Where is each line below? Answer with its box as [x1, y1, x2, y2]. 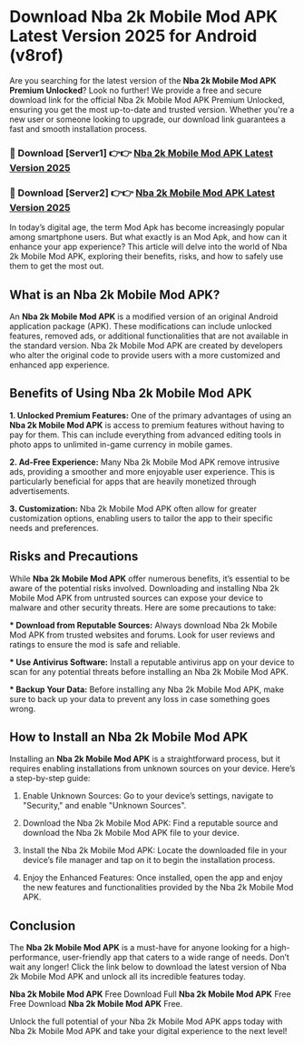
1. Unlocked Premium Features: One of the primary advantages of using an [9, 409, 292, 420]
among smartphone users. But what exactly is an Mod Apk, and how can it [9, 232, 288, 243]
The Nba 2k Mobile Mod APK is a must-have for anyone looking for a [9, 942, 269, 953]
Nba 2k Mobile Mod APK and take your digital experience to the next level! [9, 1026, 288, 1037]
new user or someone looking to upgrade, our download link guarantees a [9, 114, 286, 125]
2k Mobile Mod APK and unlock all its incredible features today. [9, 971, 247, 982]
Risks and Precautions [9, 548, 139, 565]
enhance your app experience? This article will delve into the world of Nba [9, 241, 288, 252]
